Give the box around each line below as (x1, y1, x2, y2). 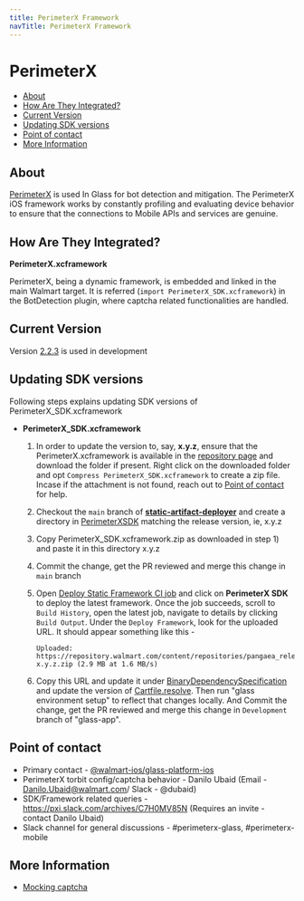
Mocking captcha (22, 882, 88, 893)
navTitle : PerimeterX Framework (9, 22, 131, 31)
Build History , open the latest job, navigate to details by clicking (35, 607, 279, 618)
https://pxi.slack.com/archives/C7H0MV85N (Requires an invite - (22, 802, 265, 813)
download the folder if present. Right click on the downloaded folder (35, 459, 291, 471)
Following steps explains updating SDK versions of (9, 396, 198, 407)
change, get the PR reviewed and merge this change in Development (35, 704, 288, 715)
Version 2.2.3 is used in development (9, 345, 147, 356)
